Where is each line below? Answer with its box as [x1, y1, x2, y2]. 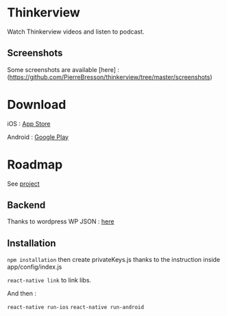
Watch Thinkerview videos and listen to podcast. [7, 27, 145, 36]
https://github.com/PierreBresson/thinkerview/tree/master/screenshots [9, 73, 211, 81]
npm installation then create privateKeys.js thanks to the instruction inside [7, 256, 221, 264]
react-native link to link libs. [7, 276, 91, 284]
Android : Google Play [7, 132, 69, 141]
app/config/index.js [7, 263, 62, 271]
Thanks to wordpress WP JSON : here [7, 217, 115, 226]
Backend [7, 199, 46, 211]
